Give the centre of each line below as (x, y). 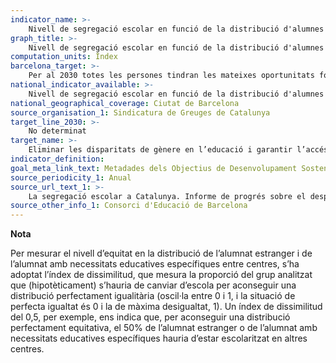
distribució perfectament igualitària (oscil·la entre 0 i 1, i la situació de (153, 296)
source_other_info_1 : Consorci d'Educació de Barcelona (129, 206)
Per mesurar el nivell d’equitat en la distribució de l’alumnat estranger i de (161, 253)
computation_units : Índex (64, 57)
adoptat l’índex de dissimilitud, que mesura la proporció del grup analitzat (161, 275)
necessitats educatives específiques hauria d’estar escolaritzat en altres (159, 338)
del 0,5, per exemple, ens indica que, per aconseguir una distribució (150, 317)
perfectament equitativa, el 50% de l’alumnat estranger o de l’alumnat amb (164, 328)
